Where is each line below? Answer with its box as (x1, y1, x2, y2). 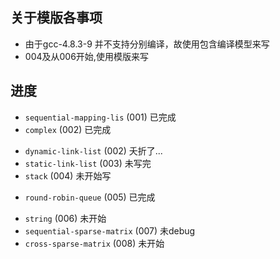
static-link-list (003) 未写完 (24, 157, 152, 169)
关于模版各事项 (10, 9, 103, 27)
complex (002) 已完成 (24, 123, 112, 135)
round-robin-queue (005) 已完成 (24, 191, 156, 203)
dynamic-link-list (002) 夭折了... (24, 144, 163, 157)
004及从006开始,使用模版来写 (24, 50, 149, 62)
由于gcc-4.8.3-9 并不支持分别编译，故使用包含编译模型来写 (24, 38, 270, 50)
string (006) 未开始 (24, 212, 107, 224)
